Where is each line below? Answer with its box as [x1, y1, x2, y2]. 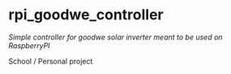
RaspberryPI [8, 40, 50, 50]
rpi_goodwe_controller [8, 6, 164, 24]
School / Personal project [8, 56, 93, 66]
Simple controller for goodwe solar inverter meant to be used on [8, 32, 223, 42]
